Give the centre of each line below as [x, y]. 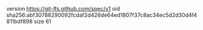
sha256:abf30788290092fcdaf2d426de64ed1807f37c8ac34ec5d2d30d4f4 [102, 15]
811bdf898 [20, 21]
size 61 [43, 21]
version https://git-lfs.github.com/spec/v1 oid [63, 9]
